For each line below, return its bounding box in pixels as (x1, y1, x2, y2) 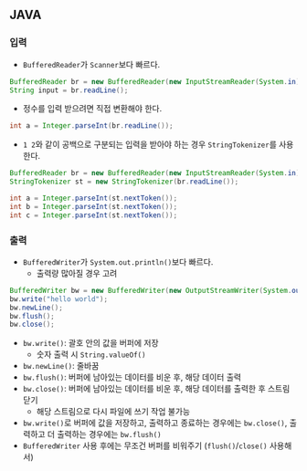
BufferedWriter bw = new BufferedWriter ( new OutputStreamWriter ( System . (9, 286, 292, 295)
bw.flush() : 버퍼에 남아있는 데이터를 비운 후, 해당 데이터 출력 (22, 372, 242, 382)
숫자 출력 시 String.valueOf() (36, 349, 146, 360)
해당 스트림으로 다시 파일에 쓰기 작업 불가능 (36, 406, 190, 417)
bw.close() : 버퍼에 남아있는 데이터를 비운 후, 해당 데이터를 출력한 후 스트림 (22, 383, 291, 394)
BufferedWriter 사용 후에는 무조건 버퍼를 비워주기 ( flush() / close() (22, 440, 268, 451)
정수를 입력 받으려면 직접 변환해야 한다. (22, 103, 163, 114)
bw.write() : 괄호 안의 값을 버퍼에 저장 (22, 338, 159, 349)
